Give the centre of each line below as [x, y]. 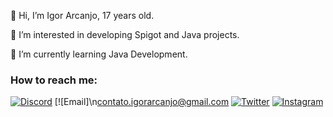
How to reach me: [54, 80]
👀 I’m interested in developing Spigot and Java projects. [125, 34]
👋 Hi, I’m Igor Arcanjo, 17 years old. [82, 15]
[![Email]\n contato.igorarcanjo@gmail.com [142, 102]
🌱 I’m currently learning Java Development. [99, 54]
